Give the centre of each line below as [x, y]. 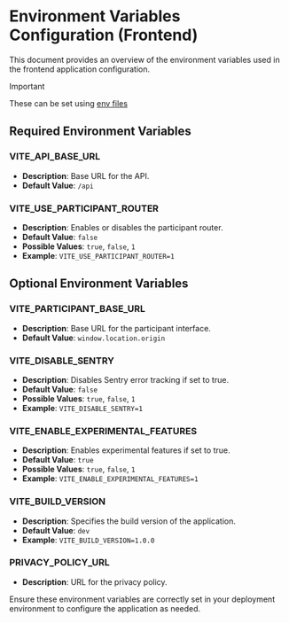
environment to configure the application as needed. [105, 608]
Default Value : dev [56, 530]
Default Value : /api [58, 185]
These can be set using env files [69, 103]
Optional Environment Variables [99, 284]
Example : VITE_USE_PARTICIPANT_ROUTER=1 [98, 255]
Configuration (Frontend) [104, 35]
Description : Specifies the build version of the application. [129, 521]
